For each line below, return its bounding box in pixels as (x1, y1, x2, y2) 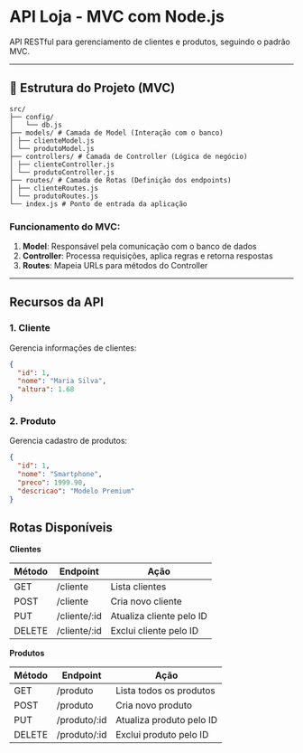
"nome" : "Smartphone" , (17, 470, 103, 479)
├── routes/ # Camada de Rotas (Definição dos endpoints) (9, 175, 232, 184)
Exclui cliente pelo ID (110, 625, 199, 637)
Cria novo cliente (110, 595, 182, 607)
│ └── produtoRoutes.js (9, 192, 99, 201)
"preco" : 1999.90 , (17, 478, 87, 487)
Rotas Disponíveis (9, 520, 113, 535)
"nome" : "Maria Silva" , (17, 377, 106, 386)
